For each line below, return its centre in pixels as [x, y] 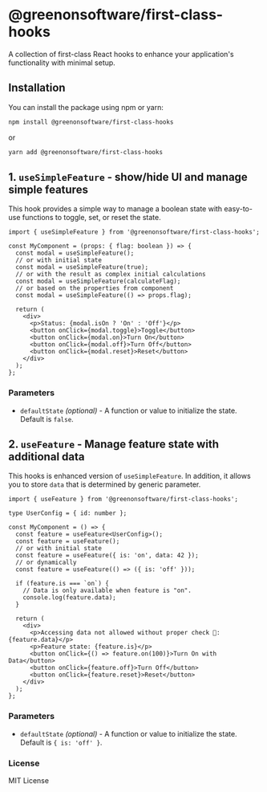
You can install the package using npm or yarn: [86, 107]
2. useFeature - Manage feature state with [113, 444]
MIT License [29, 781]
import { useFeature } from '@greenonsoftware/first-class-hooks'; [123, 500]
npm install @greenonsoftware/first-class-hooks [91, 122]
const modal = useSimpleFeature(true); [82, 267]
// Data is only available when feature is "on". [107, 591]
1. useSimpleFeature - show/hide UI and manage [128, 177]
